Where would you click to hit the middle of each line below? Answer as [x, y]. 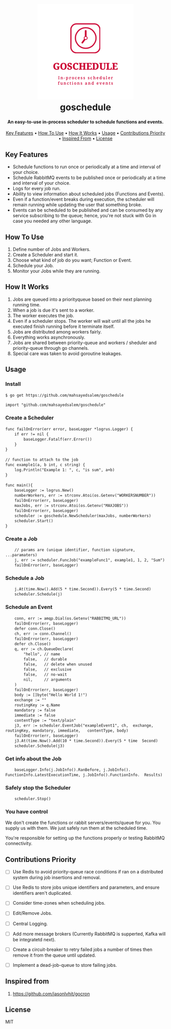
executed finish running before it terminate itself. [64, 326]
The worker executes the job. [43, 315]
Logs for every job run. [37, 189]
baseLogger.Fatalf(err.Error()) [58, 439]
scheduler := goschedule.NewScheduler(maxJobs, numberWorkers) [83, 516]
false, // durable [45, 659]
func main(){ [19, 485]
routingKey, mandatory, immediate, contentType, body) [67, 730]
